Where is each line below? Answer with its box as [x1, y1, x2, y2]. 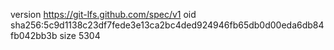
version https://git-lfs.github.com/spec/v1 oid [10, 9, 197, 20]
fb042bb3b [10, 30, 58, 41]
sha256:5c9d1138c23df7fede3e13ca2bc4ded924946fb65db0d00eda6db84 [10, 19, 325, 31]
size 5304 [59, 30, 101, 41]
